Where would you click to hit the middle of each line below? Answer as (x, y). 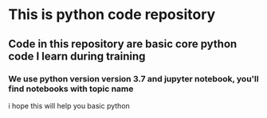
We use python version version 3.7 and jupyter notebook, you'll (133, 78)
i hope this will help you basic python (69, 105)
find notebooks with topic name (71, 89)
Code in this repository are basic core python (123, 44)
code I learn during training (77, 56)
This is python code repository (112, 15)
